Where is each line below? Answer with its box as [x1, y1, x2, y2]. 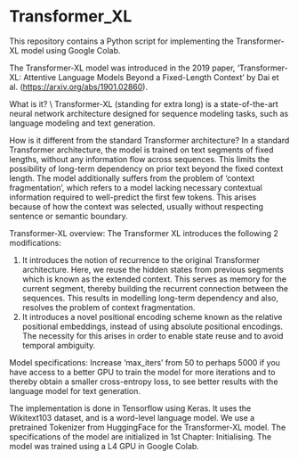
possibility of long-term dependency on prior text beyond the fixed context [9, 163, 284, 174]
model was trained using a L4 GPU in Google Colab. [9, 440, 200, 451]
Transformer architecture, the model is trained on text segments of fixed [9, 144, 274, 155]
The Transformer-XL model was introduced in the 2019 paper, [9, 62, 236, 73]
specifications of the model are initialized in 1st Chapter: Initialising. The [9, 431, 272, 442]
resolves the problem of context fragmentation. [21, 301, 196, 313]
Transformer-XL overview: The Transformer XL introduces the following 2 [9, 227, 278, 238]
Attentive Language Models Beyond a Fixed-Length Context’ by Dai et [23, 71, 279, 82]
